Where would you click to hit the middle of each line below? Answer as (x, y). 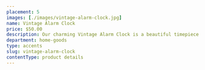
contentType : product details (45, 57)
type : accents (25, 46)
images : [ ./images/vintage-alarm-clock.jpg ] (64, 18)
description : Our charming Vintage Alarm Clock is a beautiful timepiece (103, 35)
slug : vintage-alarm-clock (41, 52)
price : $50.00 (25, 29)
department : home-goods (37, 40)
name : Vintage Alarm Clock (41, 23)
